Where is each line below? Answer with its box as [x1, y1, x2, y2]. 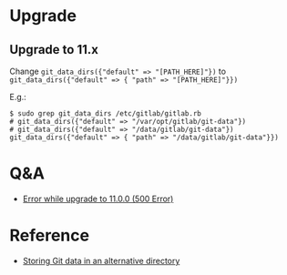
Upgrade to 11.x [9, 42, 98, 57]
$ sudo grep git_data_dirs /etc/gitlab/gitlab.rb [9, 109, 202, 118]
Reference [9, 225, 89, 246]
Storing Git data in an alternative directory [22, 255, 180, 266]
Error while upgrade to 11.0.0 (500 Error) [22, 193, 174, 204]
